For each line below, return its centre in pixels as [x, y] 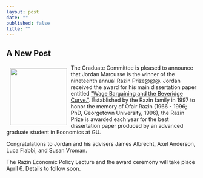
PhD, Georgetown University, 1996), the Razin [128, 113]
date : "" [17, 18]
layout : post [23, 12]
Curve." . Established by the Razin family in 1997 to [133, 100]
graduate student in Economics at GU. [54, 132]
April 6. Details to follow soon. [44, 169]
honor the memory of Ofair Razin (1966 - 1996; [129, 107]
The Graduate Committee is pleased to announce [132, 68]
